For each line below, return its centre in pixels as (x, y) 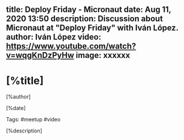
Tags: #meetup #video (33, 119)
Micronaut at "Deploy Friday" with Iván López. (92, 28)
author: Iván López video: (54, 37)
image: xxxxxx (103, 55)
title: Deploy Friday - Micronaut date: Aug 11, (89, 10)
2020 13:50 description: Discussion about (84, 19)
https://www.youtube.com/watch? (71, 46)
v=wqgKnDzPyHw (40, 55)
